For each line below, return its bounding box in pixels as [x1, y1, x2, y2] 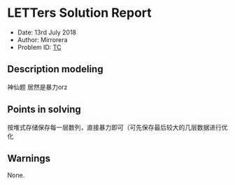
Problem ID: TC [17, 43, 62, 51]
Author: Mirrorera [17, 35, 68, 43]
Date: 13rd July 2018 [17, 28, 77, 36]
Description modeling [7, 63, 104, 75]
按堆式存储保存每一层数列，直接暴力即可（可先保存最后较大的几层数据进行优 [7, 123, 228, 131]
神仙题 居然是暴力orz [7, 83, 68, 91]
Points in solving [7, 104, 82, 116]
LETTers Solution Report [7, 5, 152, 21]
